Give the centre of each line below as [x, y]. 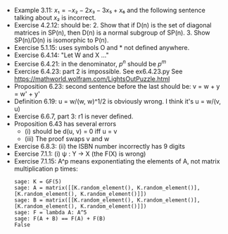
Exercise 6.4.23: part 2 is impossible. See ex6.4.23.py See [98, 71]
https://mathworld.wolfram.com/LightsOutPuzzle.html [92, 79]
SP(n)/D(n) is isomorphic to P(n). [61, 40]
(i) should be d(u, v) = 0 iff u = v [71, 131]
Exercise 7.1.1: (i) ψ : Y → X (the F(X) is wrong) [80, 154]
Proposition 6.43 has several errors [65, 123]
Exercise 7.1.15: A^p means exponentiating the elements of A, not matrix [117, 161]
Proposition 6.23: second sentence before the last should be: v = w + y [117, 86]
